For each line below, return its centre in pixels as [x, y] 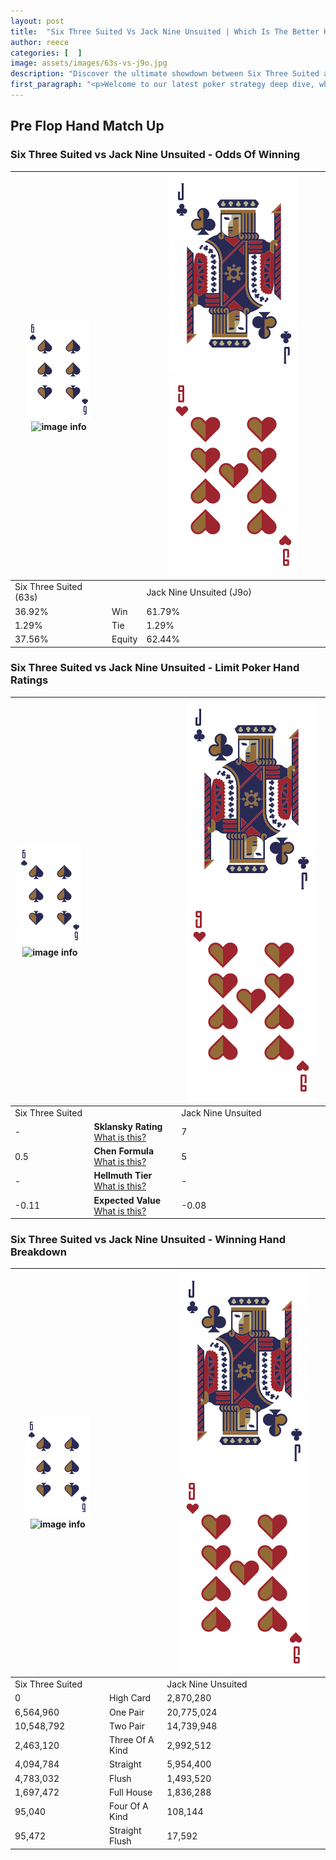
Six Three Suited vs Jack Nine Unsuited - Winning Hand [148, 1240]
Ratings [29, 680]
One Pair [127, 1712]
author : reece [40, 42]
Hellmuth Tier [123, 1176]
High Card [130, 1698]
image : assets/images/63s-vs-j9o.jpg [89, 63]
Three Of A [132, 1740]
